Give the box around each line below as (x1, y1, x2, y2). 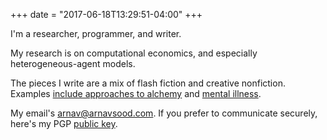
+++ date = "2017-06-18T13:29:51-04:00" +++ (10, 9, 203, 20)
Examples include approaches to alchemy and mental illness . (10, 88, 262, 99)
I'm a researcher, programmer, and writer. (10, 28, 182, 39)
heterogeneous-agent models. (10, 58, 136, 69)
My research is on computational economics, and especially (10, 47, 258, 59)
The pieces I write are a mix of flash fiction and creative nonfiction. (10, 77, 286, 89)
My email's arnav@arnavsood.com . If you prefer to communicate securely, (10, 107, 318, 119)
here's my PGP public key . (10, 118, 118, 129)
